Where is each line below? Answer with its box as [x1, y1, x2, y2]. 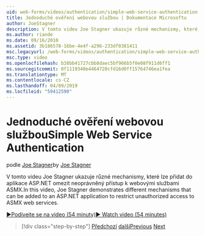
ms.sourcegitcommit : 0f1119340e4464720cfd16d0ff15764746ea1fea [6, 65, 171, 72]
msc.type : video [6, 54, 48, 61]
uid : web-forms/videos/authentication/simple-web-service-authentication [6, 9, 198, 15]
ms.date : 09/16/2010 [6, 37, 59, 43]
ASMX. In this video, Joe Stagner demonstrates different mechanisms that [6, 186, 191, 193]
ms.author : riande [6, 32, 53, 38]
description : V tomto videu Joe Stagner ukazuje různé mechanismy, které [6, 26, 198, 32]
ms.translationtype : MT [6, 72, 67, 78]
